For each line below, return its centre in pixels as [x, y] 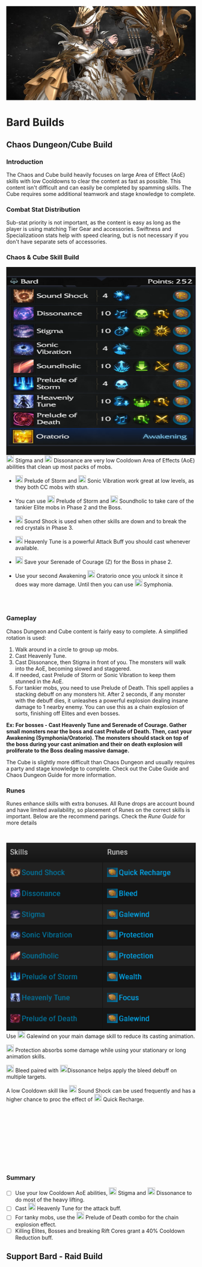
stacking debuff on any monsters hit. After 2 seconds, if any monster [100, 694]
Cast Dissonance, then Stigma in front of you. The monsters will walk [100, 662]
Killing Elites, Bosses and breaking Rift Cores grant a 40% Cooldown [100, 1231]
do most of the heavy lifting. [50, 1200]
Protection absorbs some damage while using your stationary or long [100, 1050]
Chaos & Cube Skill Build [43, 257]
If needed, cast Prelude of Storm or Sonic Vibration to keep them [95, 675]
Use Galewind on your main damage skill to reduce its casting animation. [101, 1036]
